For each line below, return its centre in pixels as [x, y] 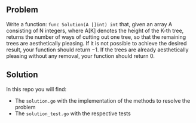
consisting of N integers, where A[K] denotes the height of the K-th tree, [95, 30]
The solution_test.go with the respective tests [73, 113]
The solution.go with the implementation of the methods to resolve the [102, 100]
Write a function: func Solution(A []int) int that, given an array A [89, 24]
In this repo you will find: [36, 89]
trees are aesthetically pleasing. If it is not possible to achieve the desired [97, 43]
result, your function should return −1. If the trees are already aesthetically [97, 50]
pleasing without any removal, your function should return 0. [81, 56]
